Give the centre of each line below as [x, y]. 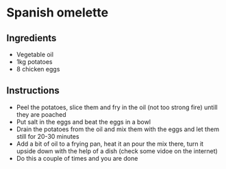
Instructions [33, 91]
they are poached [41, 114]
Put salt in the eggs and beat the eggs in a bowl [84, 122]
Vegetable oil [35, 54]
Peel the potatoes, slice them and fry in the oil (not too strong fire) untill [117, 107]
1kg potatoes [34, 62]
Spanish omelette [58, 13]
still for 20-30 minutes [48, 136]
